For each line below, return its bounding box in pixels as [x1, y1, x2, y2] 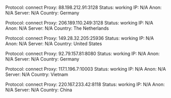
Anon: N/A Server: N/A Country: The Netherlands [5, 25, 109, 31]
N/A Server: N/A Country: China [5, 87, 73, 93]
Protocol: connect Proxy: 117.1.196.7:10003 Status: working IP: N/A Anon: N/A [5, 66, 166, 72]
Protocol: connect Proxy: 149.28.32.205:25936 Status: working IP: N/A [5, 35, 154, 41]
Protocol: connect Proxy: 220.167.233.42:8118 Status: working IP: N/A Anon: [5, 82, 165, 87]
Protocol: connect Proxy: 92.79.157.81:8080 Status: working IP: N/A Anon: [5, 51, 160, 56]
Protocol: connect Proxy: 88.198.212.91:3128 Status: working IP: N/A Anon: [5, 5, 162, 10]
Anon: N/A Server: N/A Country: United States [5, 41, 102, 47]
